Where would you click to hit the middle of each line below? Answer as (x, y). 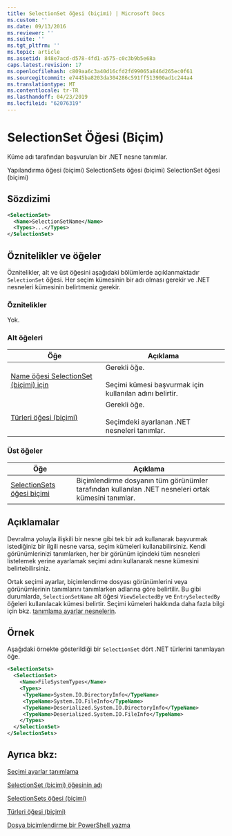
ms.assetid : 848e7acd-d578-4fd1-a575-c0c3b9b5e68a (81, 59)
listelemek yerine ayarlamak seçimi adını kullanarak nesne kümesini (103, 561)
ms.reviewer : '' (30, 33)
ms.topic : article (33, 52)
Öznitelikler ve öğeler (54, 256)
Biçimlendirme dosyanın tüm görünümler (142, 480)
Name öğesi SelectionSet (51, 376)
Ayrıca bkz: (32, 755)
